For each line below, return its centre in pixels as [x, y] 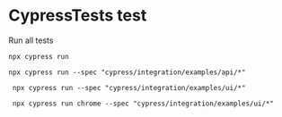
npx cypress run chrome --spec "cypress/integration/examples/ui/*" [143, 104]
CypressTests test [78, 16]
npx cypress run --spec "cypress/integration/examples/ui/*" [129, 88]
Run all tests [31, 40]
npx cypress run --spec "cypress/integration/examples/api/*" [127, 72]
